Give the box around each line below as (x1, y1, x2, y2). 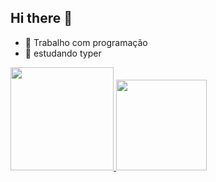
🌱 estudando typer (24, 47, 102, 59)
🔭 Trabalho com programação (24, 36, 148, 48)
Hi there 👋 (10, 10, 73, 27)
